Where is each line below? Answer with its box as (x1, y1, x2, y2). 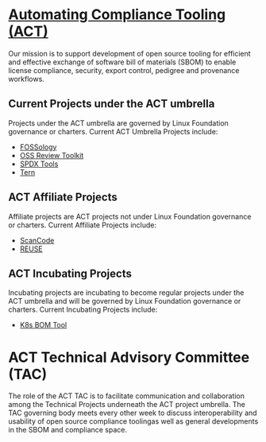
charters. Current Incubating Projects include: (8, 304, 158, 315)
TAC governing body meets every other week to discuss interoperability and (8, 408, 257, 418)
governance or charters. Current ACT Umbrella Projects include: (8, 126, 218, 136)
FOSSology (19, 142, 57, 152)
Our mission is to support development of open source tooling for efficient (8, 48, 252, 58)
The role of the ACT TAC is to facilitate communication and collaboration (8, 391, 245, 401)
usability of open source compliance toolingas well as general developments (8, 417, 259, 426)
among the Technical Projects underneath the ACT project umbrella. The (8, 400, 246, 409)
